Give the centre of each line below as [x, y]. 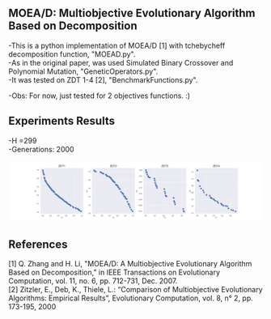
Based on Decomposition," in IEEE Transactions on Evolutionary [114, 272]
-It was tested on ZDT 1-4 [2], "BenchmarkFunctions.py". [103, 79]
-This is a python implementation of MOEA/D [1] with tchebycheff [117, 45]
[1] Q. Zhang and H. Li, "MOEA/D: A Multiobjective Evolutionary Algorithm [130, 264]
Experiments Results [62, 121]
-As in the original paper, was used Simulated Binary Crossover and [121, 62]
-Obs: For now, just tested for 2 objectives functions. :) [100, 96]
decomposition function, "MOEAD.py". [72, 54]
